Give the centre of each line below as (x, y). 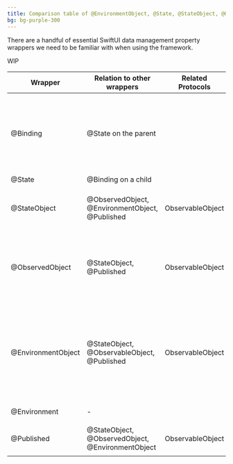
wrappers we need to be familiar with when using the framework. (100, 47)
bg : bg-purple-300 (34, 20)
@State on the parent (121, 133)
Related (195, 78)
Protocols (194, 86)
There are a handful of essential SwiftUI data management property (104, 40)
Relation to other (122, 78)
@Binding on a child (119, 179)
